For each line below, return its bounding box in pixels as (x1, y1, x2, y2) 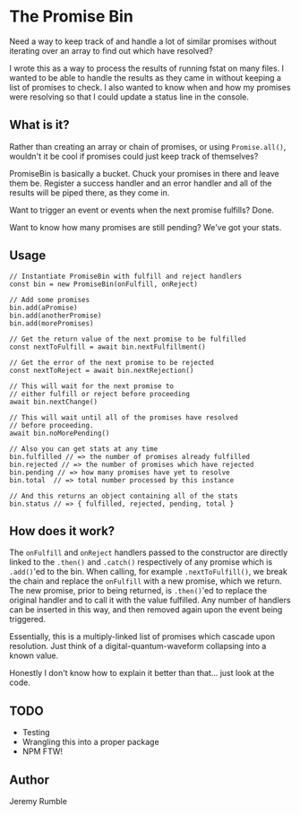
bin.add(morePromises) (9, 318, 94, 328)
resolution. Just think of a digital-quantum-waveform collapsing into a (9, 641, 267, 652)
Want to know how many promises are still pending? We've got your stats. (9, 221, 282, 232)
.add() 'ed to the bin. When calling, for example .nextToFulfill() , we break (9, 567, 288, 577)
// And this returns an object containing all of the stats (9, 491, 239, 500)
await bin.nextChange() (9, 397, 99, 406)
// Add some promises (9, 295, 90, 304)
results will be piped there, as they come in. (9, 186, 170, 198)
